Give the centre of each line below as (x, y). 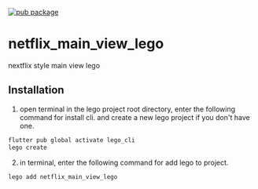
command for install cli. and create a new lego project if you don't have (135, 117)
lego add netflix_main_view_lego (63, 176)
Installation (36, 90)
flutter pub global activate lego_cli (72, 140)
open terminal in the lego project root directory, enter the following (127, 109)
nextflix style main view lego (54, 65)
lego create (28, 147)
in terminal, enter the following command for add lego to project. (124, 162)
